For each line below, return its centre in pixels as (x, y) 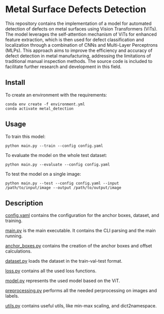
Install (15, 83)
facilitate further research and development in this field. (63, 67)
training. (14, 221)
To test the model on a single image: (43, 174)
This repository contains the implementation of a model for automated (78, 23)
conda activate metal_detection (39, 108)
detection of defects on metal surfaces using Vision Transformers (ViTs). (81, 28)
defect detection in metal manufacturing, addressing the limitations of (78, 56)
